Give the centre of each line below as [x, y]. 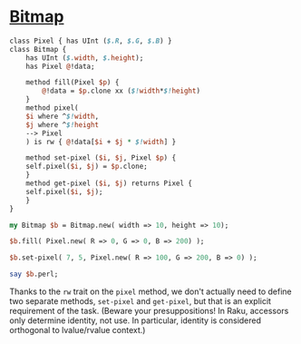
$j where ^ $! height [63, 124]
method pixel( [52, 108]
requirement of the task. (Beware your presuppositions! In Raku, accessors [149, 311]
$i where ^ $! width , [63, 116]
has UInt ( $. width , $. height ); [85, 58]
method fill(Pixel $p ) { [73, 83]
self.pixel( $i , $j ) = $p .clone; [87, 167]
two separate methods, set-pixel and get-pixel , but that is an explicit [141, 301]
